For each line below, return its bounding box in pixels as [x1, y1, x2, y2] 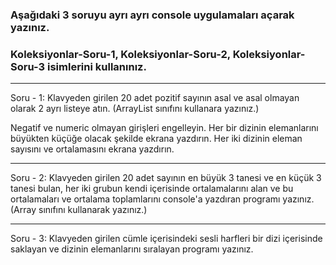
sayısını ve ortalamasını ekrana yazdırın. [10, 143, 175, 155]
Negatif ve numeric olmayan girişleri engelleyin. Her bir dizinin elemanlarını [10, 122, 319, 134]
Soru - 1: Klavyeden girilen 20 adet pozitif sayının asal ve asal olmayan [10, 92, 300, 104]
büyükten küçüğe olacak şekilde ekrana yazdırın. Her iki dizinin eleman [10, 133, 303, 145]
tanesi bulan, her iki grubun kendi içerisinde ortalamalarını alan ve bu [10, 183, 294, 195]
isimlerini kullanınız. [46, 59, 147, 73]
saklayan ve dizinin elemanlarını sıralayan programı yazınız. [10, 243, 254, 255]
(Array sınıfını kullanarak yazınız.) [10, 204, 148, 216]
